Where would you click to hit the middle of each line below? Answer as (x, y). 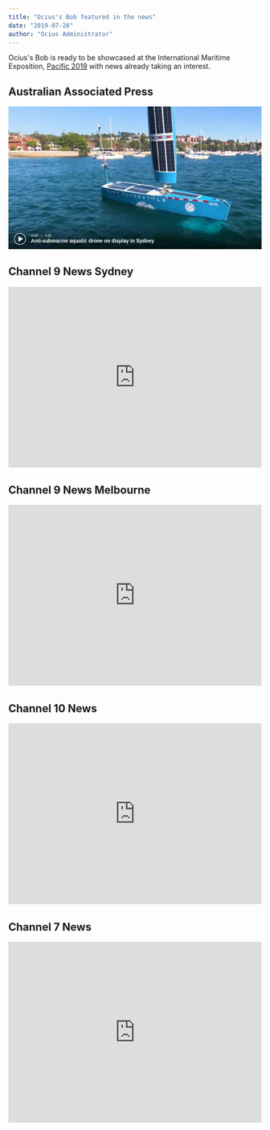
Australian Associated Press (81, 91)
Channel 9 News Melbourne (80, 490)
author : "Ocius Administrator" (61, 34)
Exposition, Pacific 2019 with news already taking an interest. (110, 66)
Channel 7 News (50, 927)
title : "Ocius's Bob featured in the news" (82, 17)
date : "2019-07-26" (41, 25)
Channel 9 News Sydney (71, 272)
